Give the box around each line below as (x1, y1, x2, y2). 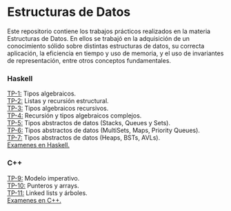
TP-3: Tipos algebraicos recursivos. (7, 104, 109, 113)
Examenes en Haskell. (7, 141, 70, 149)
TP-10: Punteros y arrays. (7, 181, 79, 190)
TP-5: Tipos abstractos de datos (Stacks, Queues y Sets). (7, 119, 171, 127)
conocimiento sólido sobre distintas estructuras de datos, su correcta (7, 42, 205, 50)
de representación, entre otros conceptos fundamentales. (7, 56, 171, 64)
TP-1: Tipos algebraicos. (7, 89, 77, 98)
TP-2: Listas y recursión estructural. (7, 97, 109, 105)
